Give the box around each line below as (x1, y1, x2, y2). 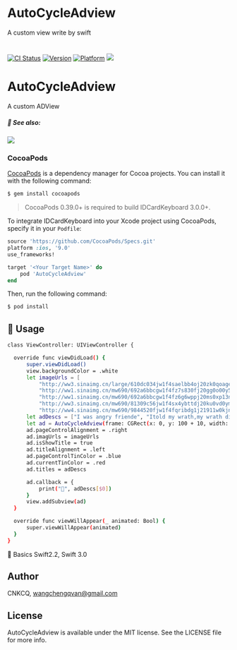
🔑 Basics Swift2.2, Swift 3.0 (7, 550, 87, 558)
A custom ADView (7, 102, 60, 111)
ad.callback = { (25, 479, 74, 486)
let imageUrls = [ (25, 374, 80, 381)
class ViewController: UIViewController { (7, 342, 134, 349)
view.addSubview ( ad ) (25, 498, 87, 505)
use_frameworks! (7, 251, 55, 258)
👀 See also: (7, 118, 41, 126)
